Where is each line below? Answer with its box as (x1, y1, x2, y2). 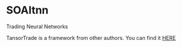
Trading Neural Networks (6, 23, 69, 30)
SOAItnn (6, 4, 49, 17)
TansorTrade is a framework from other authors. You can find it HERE (6, 34, 176, 41)
